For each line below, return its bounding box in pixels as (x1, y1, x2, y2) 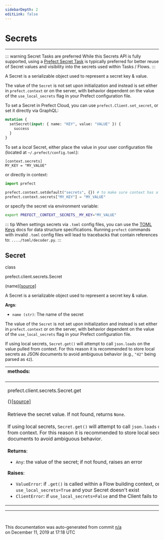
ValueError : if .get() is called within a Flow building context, (16, 480, 154, 487)
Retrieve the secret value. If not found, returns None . (7, 411, 125, 418)
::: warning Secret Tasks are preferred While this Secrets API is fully (5, 53, 142, 59)
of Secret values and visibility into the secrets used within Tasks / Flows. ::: (5, 64, 156, 70)
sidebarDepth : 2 (5, 7, 38, 12)
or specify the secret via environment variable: (5, 203, 99, 209)
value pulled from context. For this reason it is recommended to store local (5, 346, 155, 352)
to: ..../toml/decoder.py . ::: (5, 237, 62, 243)
